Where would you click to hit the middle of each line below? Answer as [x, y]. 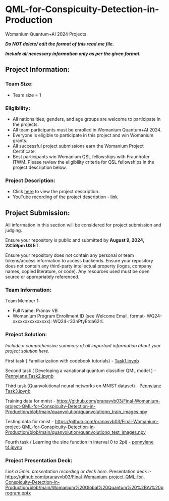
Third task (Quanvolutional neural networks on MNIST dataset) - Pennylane [83, 386]
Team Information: [29, 290]
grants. [20, 141]
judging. [14, 231]
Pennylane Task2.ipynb [30, 376]
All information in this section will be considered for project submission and [83, 225]
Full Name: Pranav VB [35, 311]
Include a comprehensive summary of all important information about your [83, 345]
